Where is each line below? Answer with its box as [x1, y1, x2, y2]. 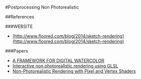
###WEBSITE [5, 23, 33, 29]
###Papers [5, 48, 28, 54]
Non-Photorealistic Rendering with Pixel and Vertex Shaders [12, 68, 136, 74]
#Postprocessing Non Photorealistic [5, 4, 79, 10]
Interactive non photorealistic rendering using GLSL [12, 63, 119, 69]
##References [5, 14, 34, 19]
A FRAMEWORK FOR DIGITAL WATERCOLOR [12, 58, 105, 64]
